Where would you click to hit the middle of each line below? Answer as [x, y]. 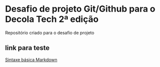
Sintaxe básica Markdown [31, 60]
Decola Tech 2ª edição [52, 19]
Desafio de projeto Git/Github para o [80, 9]
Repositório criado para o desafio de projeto [50, 33]
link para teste [27, 48]
